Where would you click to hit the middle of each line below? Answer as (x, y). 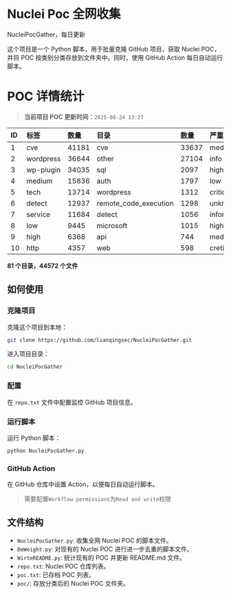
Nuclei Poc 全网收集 (64, 14)
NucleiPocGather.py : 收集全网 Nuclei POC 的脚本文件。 (95, 540)
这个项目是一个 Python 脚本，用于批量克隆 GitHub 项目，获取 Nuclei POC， (114, 49)
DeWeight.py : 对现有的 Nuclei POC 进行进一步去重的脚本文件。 (105, 549)
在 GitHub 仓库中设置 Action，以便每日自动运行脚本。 (83, 484)
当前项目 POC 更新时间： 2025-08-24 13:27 (84, 117)
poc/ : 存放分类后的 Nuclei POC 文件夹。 (73, 583)
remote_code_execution (135, 203)
